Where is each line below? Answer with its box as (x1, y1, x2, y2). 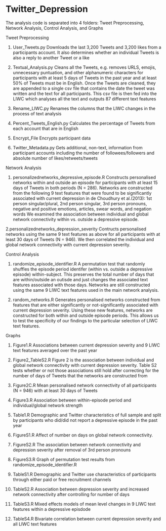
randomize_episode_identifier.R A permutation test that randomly (12, 261, 145, 266)
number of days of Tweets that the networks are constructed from (12, 372, 148, 379)
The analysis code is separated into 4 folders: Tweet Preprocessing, (5, 20, 144, 26)
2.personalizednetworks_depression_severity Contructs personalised (5, 226, 147, 232)
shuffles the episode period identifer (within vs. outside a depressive (12, 266, 153, 272)
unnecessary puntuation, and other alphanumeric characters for (12, 69, 144, 75)
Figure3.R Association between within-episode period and (12, 397, 131, 403)
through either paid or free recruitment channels (12, 476, 112, 483)
